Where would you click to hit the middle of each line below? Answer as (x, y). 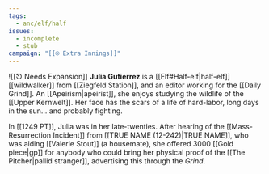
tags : (17, 16)
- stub (27, 46)
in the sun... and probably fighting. (65, 111)
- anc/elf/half (41, 23)
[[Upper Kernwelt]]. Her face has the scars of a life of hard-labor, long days (134, 102)
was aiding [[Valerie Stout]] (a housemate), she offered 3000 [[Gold (121, 144)
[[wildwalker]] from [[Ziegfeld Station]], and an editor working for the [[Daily (134, 85)
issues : (21, 31)
